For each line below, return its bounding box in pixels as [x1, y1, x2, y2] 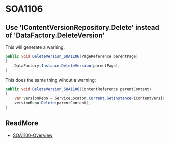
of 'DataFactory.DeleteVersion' [5, 31, 105, 39]
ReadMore [5, 119, 39, 128]
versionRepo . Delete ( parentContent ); [14, 101, 92, 106]
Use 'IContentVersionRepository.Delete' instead [5, 23, 160, 32]
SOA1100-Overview [12, 132, 53, 138]
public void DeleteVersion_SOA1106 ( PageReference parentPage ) [5, 54, 138, 59]
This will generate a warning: [5, 44, 65, 50]
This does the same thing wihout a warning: [5, 77, 96, 83]
